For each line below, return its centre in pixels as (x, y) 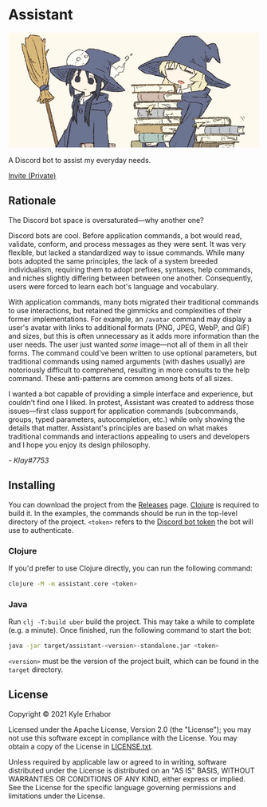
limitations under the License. (57, 796)
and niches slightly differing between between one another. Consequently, (131, 278)
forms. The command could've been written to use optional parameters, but (133, 352)
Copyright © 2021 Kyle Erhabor (60, 714)
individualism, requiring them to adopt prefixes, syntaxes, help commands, (131, 269)
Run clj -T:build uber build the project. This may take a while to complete (132, 622)
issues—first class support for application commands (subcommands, (124, 411)
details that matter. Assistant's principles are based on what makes (118, 427)
